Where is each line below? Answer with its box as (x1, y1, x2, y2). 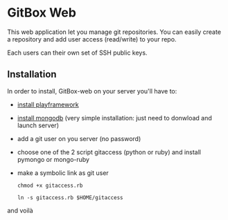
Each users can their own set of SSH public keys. (7, 48, 148, 57)
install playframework (17, 100, 80, 109)
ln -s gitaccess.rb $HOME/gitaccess (17, 194, 123, 201)
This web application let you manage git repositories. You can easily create (7, 28, 222, 36)
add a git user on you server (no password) (17, 134, 141, 143)
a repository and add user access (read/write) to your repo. (7, 35, 177, 43)
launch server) (17, 121, 59, 129)
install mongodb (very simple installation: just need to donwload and (17, 113, 213, 122)
